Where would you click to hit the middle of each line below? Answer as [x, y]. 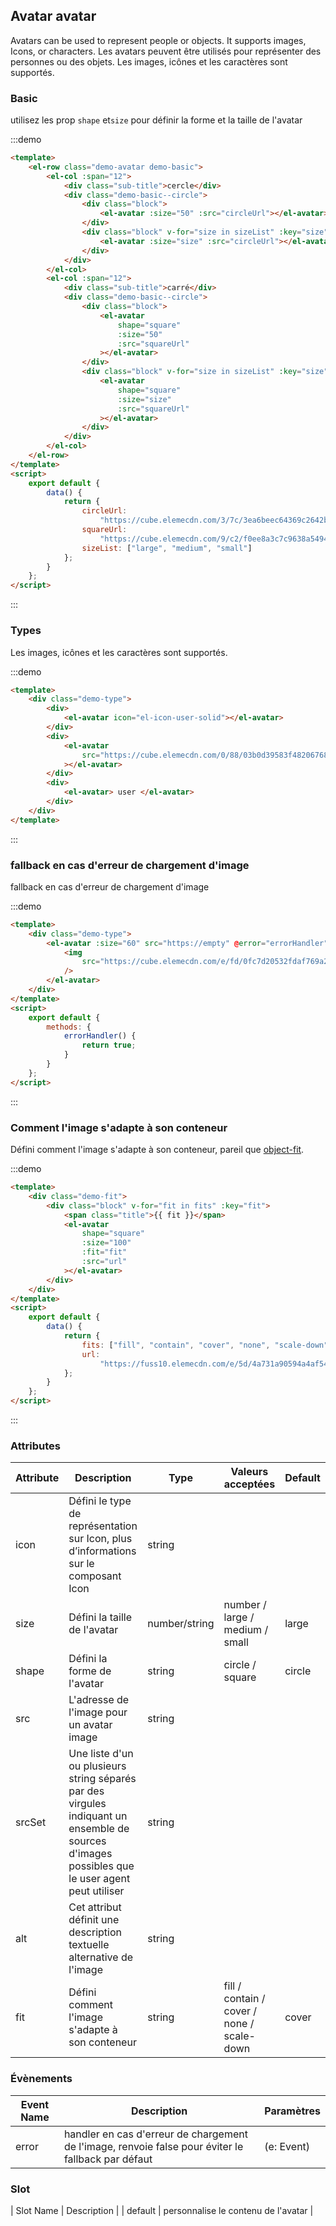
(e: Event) [287, 2146]
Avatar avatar [53, 16]
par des [86, 1791]
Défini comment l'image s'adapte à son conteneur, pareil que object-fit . [157, 1149]
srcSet [31, 1822]
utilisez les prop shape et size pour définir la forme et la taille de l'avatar [156, 120]
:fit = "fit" [104, 1252]
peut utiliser [96, 1891]
